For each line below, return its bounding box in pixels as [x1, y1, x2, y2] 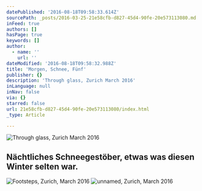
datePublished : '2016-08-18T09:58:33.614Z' [6, 9, 120, 15]
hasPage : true [6, 32, 43, 38]
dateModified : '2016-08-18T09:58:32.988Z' [6, 60, 117, 66]
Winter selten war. [6, 161, 79, 172]
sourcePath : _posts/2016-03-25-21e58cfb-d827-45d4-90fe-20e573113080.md [6, 15, 196, 21]
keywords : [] [6, 37, 40, 44]
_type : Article [6, 112, 45, 118]
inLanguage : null [6, 84, 51, 90]
